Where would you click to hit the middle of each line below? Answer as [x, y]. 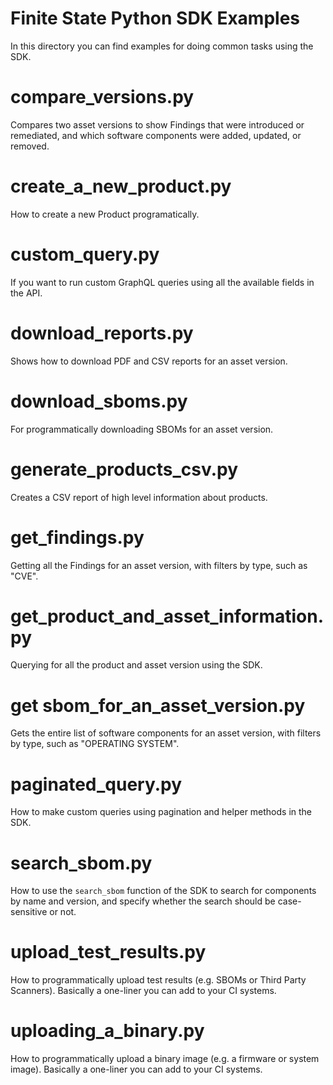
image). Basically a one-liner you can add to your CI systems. [136, 1069]
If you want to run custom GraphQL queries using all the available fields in [162, 282]
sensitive [29, 912]
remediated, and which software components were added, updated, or [156, 135]
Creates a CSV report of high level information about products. [139, 497]
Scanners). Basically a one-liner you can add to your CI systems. [143, 991]
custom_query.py [85, 254]
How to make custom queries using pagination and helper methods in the [161, 812]
